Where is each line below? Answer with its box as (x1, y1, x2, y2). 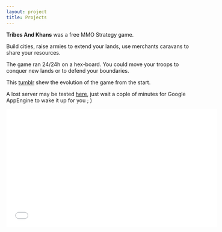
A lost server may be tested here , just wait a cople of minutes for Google (6, 90, 186, 97)
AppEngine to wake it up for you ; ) (6, 97, 92, 104)
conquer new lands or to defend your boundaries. (6, 67, 129, 74)
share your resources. (6, 49, 61, 56)
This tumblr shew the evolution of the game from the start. (6, 79, 151, 86)
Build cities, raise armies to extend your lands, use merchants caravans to (6, 43, 190, 50)
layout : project (6, 8, 47, 15)
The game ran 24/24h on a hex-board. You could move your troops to (6, 61, 179, 68)
